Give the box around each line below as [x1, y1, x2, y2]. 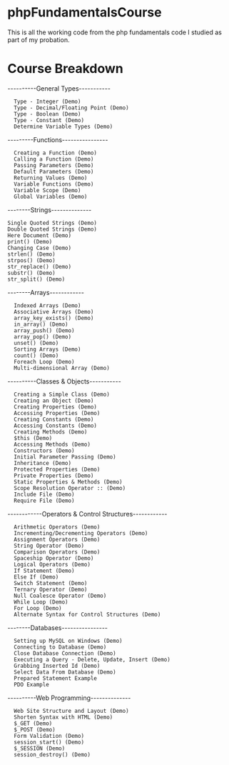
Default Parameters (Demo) [14, 168, 94, 175]
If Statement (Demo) [14, 567, 75, 574]
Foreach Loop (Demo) [14, 358, 75, 365]
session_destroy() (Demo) [14, 751, 91, 758]
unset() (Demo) [14, 339, 59, 346]
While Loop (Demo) [14, 598, 69, 606]
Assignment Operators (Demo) [14, 536, 101, 543]
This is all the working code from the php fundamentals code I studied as [7, 28, 223, 36]
